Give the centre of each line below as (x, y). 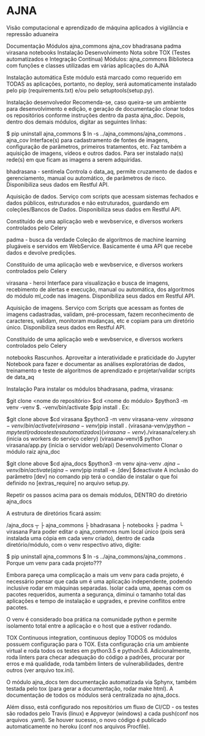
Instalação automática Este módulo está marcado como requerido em (94, 77)
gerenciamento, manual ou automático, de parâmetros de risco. (87, 178)
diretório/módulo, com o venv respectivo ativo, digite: (74, 544)
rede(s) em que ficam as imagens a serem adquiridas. (74, 159)
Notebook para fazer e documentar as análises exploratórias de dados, (96, 364)
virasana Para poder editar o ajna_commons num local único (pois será (96, 531)
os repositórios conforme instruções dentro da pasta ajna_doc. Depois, (96, 115)
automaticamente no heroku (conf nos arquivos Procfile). (78, 726)
